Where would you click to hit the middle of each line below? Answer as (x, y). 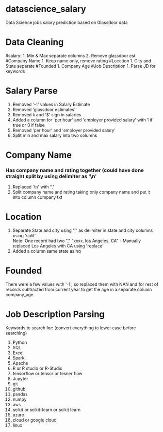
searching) (16, 333)
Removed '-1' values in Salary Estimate (51, 104)
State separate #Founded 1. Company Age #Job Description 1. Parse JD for (81, 66)
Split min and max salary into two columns (55, 135)
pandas (20, 394)
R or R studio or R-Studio (37, 368)
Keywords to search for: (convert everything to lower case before (71, 328)
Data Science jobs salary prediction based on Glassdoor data (67, 22)
